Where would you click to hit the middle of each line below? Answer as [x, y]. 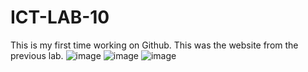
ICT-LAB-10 [60, 17]
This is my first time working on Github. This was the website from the [154, 45]
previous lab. [37, 55]
